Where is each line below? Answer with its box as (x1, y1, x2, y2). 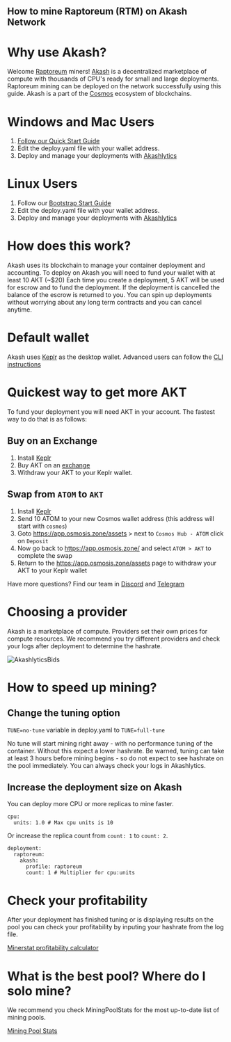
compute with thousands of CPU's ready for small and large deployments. (7, 74, 219, 83)
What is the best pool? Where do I (7, 968, 206, 984)
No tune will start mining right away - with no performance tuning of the (7, 739, 214, 747)
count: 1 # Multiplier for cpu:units (25, 869, 136, 876)
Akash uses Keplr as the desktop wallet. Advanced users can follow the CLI (7, 353, 224, 361)
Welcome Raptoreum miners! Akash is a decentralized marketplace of (7, 67, 207, 76)
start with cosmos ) (17, 522, 67, 530)
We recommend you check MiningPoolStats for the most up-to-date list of (7, 1006, 220, 1014)
